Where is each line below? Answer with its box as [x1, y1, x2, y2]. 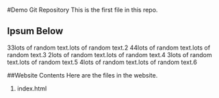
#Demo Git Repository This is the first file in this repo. [7, 6, 158, 14]
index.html [16, 84, 47, 93]
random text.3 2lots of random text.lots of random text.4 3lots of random [7, 50, 212, 59]
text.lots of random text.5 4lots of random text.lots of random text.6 [7, 58, 197, 66]
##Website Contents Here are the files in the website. [7, 71, 158, 79]
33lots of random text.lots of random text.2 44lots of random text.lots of [7, 44, 211, 52]
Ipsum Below [7, 25, 64, 37]
